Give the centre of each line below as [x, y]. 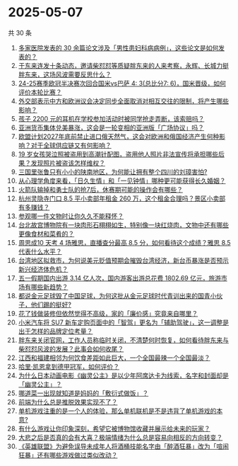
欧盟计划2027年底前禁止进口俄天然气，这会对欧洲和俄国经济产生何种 [119, 136]
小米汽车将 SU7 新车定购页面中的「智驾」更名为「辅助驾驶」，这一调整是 [123, 322]
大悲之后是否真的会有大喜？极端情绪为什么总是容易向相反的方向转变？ [120, 437]
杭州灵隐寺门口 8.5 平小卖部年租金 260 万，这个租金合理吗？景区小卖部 [122, 198]
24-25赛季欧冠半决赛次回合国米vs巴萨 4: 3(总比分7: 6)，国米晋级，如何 [122, 83]
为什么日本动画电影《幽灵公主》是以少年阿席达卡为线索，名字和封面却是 [123, 375]
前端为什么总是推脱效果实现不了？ [68, 402]
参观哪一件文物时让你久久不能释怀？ [71, 216]
